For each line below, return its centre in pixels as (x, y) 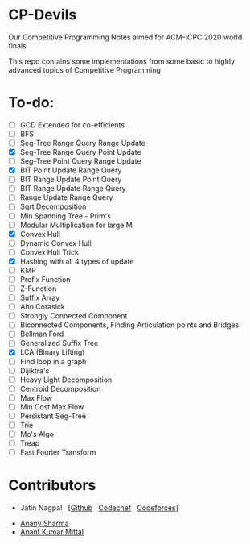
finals (17, 45)
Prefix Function (45, 279)
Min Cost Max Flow (52, 407)
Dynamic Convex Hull (55, 243)
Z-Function (38, 289)
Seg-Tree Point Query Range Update (81, 161)
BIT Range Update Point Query (71, 180)
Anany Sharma (45, 523)
